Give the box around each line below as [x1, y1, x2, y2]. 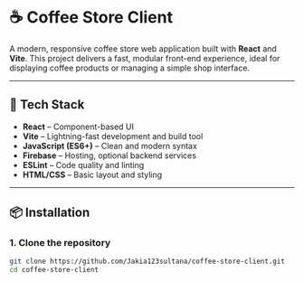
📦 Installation [9, 205, 90, 221]
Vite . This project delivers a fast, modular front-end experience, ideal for [9, 52, 280, 63]
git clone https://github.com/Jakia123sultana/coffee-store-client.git [9, 257, 285, 267]
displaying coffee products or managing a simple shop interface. [9, 62, 251, 73]
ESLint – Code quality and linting [22, 159, 145, 170]
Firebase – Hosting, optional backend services [22, 150, 197, 161]
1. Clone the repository [9, 237, 111, 249]
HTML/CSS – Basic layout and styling [22, 169, 163, 180]
